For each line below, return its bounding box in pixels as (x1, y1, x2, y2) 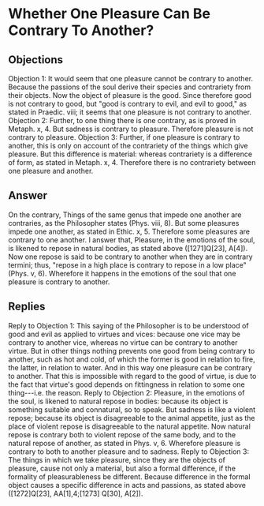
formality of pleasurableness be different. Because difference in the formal (8, 471, 251, 482)
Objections (8, 53, 64, 66)
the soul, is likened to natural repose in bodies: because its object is (8, 396, 229, 406)
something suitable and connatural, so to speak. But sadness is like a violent (8, 404, 256, 414)
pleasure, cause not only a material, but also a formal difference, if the (8, 463, 236, 473)
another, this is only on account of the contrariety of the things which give (8, 141, 248, 150)
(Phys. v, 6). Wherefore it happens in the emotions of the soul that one (8, 268, 236, 278)
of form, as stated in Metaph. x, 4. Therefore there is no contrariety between (8, 158, 256, 167)
